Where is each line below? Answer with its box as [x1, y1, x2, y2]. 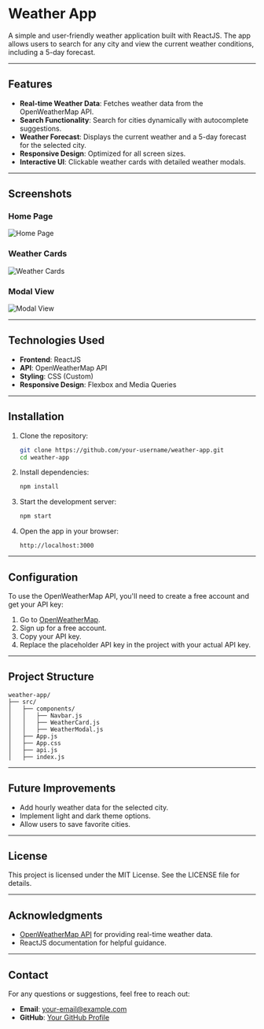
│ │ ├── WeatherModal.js [8, 725, 104, 733]
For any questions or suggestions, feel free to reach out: [8, 989, 190, 999]
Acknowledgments [8, 909, 104, 922]
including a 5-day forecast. [8, 47, 96, 57]
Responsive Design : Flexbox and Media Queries [19, 379, 177, 389]
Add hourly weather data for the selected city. [19, 802, 169, 812]
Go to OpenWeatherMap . [19, 614, 101, 624]
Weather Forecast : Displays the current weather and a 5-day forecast [19, 131, 247, 142]
